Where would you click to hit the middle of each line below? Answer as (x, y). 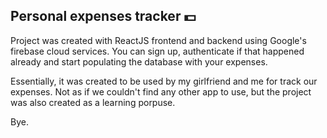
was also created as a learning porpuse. (93, 102)
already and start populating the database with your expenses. (139, 61)
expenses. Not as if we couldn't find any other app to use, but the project (161, 91)
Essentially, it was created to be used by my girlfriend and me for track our (164, 81)
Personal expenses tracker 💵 (103, 16)
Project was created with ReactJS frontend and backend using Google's (158, 40)
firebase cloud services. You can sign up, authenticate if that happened (157, 51)
